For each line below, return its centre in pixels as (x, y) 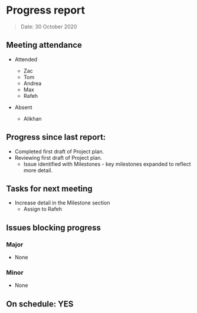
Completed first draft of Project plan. (59, 151)
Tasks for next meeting (49, 188)
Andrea (32, 83)
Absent (23, 107)
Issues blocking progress (54, 228)
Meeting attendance (44, 45)
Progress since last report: (56, 137)
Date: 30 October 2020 (49, 27)
